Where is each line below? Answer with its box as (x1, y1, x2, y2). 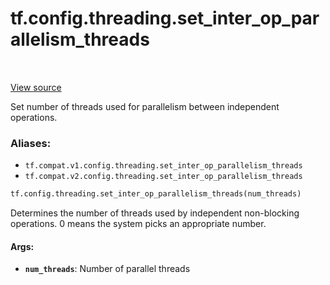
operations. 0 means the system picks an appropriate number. (10, 218, 267, 230)
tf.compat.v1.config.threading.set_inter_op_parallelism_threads (24, 161, 303, 171)
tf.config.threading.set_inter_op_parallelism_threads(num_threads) (10, 189, 302, 199)
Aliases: (10, 136, 52, 150)
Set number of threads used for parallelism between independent (10, 100, 280, 112)
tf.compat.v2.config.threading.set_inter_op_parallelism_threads (24, 172, 303, 182)
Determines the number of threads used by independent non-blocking (10, 207, 300, 219)
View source (10, 81, 62, 93)
